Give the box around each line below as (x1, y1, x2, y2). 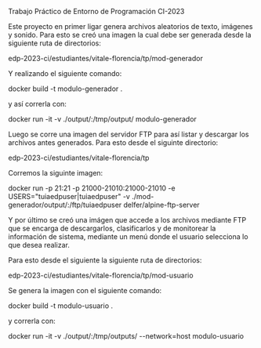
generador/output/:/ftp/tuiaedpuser (8, 200, 122, 209)
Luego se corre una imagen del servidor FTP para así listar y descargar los (8, 129, 249, 139)
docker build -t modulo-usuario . (8, 301, 114, 310)
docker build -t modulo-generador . (8, 84, 123, 93)
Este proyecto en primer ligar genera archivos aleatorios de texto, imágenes (8, 22, 253, 31)
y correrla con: (8, 317, 56, 325)
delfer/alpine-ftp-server (123, 200, 200, 209)
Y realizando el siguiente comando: (8, 69, 122, 78)
